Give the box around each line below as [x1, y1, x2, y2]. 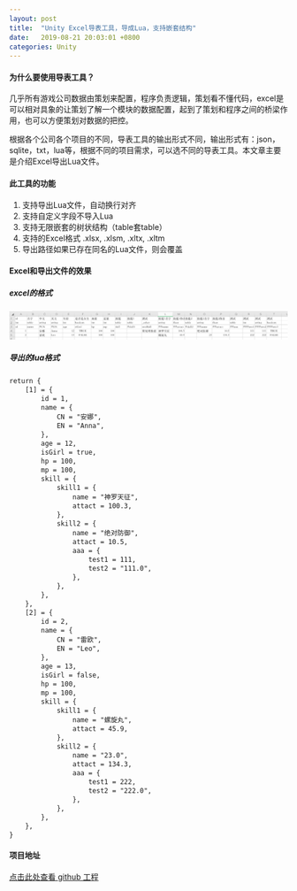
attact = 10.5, [72, 537, 128, 546]
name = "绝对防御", [72, 528, 139, 537]
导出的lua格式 [9, 352, 60, 363]
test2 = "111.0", [88, 564, 152, 572]
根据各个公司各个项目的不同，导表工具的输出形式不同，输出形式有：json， [9, 134, 280, 145]
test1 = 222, [88, 777, 137, 787]
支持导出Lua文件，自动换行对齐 [21, 199, 137, 210]
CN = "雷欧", [56, 635, 102, 644]
